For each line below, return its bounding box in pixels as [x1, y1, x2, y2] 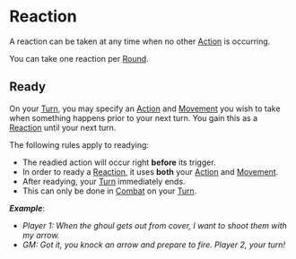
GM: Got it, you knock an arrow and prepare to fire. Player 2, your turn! [22, 239, 285, 250]
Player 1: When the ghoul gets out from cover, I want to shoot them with [22, 220, 287, 230]
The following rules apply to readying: [9, 139, 150, 150]
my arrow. [22, 229, 60, 240]
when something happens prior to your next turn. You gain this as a [9, 112, 258, 123]
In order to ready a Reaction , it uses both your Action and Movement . [22, 166, 279, 177]
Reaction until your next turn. [9, 122, 117, 133]
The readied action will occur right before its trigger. [22, 157, 217, 168]
